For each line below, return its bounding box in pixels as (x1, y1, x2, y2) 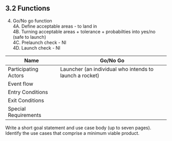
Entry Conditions (8, 88, 48, 96)
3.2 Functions (5, 4, 50, 13)
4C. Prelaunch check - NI (12, 39, 67, 45)
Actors (8, 72, 24, 79)
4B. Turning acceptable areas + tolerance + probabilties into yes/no (12, 28, 156, 35)
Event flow (8, 80, 33, 87)
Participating (8, 65, 38, 73)
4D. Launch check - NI (12, 44, 60, 51)
